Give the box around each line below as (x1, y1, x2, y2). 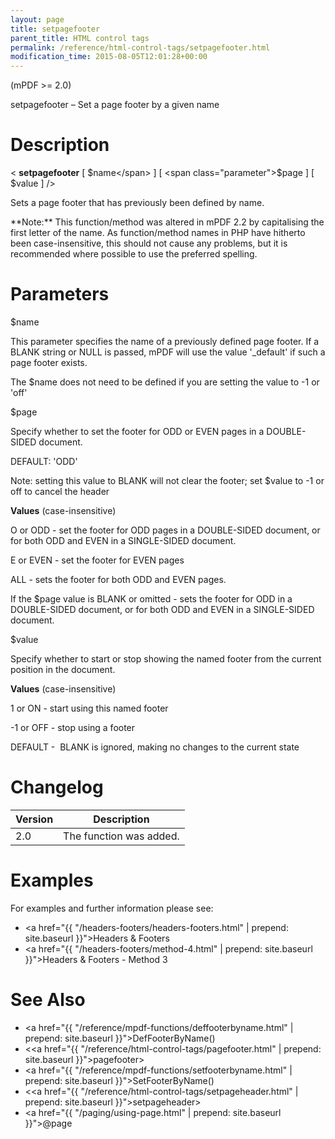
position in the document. (10, 664, 116, 675)
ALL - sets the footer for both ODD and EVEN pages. (10, 574, 227, 585)
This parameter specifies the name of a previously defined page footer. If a (10, 336, 320, 347)
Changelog (10, 776, 104, 799)
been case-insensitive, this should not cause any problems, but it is (10, 237, 288, 250)
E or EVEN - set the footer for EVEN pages (10, 554, 185, 566)
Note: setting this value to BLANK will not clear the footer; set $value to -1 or (10, 475, 325, 486)
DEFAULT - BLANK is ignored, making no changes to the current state (10, 741, 300, 753)
